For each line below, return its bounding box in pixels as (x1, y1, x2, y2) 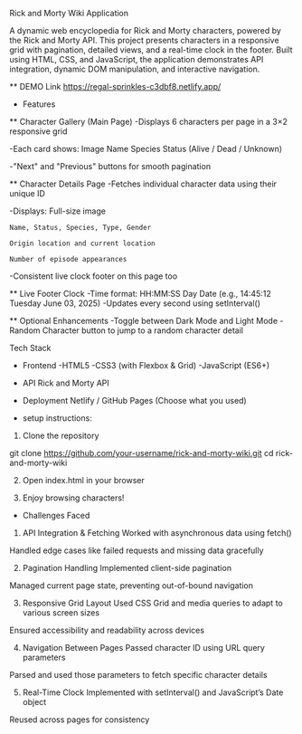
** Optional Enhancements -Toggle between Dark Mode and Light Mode (9, 316, 278, 326)
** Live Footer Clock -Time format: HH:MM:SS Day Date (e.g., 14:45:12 (9, 289, 271, 299)
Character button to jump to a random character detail (42, 325, 244, 336)
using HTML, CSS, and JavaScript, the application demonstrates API (9, 54, 264, 64)
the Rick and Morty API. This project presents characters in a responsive (9, 35, 279, 45)
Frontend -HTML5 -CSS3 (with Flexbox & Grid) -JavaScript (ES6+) (22, 360, 270, 370)
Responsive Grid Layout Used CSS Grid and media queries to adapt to (22, 597, 283, 608)
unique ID (9, 188, 45, 198)
